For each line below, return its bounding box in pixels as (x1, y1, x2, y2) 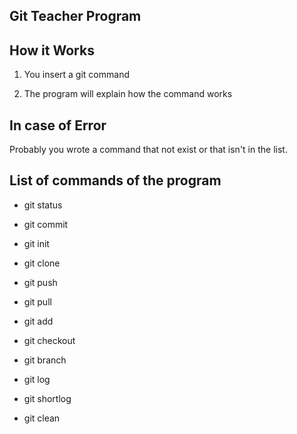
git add (23, 315, 54, 327)
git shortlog (23, 392, 72, 404)
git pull (23, 295, 52, 308)
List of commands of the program (9, 172, 222, 189)
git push (23, 276, 58, 288)
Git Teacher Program (9, 8, 142, 25)
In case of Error (9, 117, 107, 134)
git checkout (23, 334, 76, 346)
